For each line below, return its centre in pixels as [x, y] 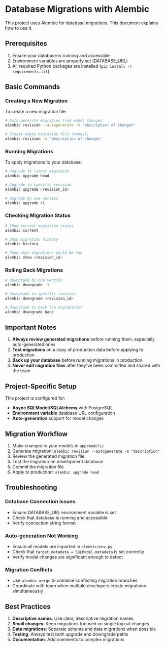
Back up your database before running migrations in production [77, 360]
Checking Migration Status [38, 216]
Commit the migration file [38, 467]
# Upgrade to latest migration [37, 172]
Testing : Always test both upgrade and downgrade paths [70, 634]
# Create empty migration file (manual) [47, 134]
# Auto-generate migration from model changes [54, 121]
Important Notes [31, 327]
